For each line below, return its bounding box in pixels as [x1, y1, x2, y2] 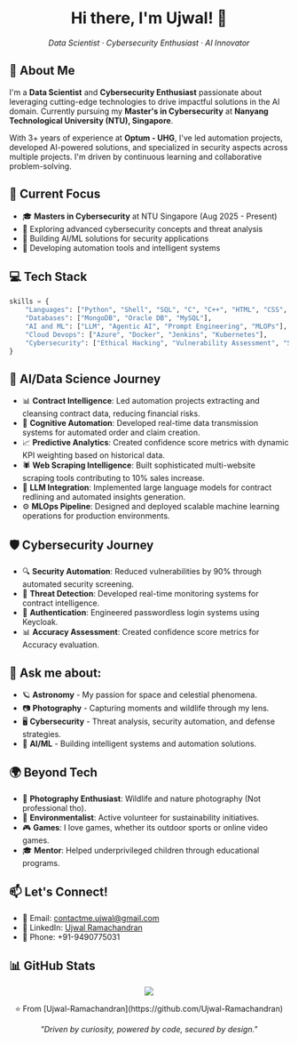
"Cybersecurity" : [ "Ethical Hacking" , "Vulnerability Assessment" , [25, 338, 279, 348]
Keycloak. [21, 617, 59, 628]
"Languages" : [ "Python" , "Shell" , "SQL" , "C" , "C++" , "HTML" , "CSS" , [25, 306, 288, 315]
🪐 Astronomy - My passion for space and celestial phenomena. [21, 689, 258, 700]
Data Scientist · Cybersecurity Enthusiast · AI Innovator [48, 37, 250, 48]
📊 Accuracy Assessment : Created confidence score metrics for [21, 627, 260, 638]
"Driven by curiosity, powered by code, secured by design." [40, 1024, 258, 1035]
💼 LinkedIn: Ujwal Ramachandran [21, 922, 144, 933]
